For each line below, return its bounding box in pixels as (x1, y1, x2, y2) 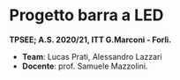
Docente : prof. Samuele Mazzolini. (21, 61, 148, 71)
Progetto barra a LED (9, 5, 164, 25)
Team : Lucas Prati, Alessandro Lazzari (21, 51, 162, 62)
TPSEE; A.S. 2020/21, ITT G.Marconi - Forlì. (9, 34, 172, 45)
